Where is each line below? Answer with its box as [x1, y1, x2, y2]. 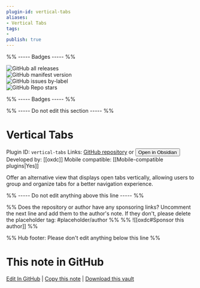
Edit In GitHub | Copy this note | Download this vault [6, 275, 135, 282]
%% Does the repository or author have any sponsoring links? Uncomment [6, 203, 191, 211]
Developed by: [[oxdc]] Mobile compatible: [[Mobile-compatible [6, 155, 163, 163]
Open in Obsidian [138, 149, 177, 155]
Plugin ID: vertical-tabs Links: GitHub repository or [6, 148, 134, 155]
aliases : [6, 14, 28, 20]
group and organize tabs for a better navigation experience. [6, 180, 154, 187]
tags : [6, 25, 20, 32]
